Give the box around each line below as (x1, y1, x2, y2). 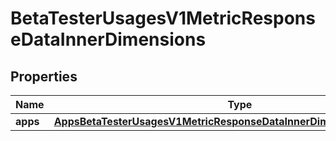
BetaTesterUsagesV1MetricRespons (10, 7, 316, 30)
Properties (10, 68, 78, 85)
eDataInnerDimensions (10, 28, 207, 51)
